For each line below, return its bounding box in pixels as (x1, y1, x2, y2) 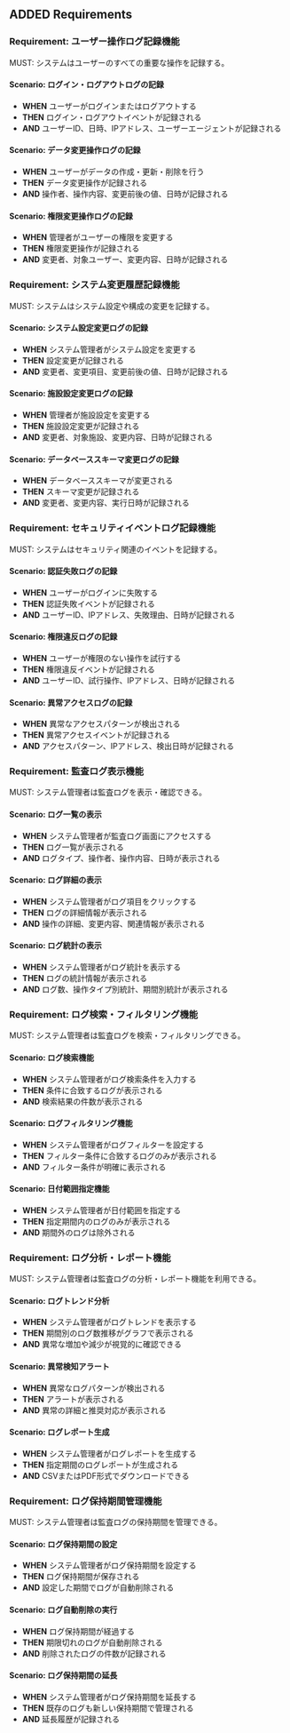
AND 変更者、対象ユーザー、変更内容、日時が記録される (21, 254, 229, 265)
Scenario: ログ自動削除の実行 (9, 1604, 118, 1615)
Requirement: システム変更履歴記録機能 (9, 279, 180, 291)
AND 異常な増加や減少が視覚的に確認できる (21, 1339, 182, 1350)
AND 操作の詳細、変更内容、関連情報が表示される (21, 918, 206, 929)
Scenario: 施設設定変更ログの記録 (9, 388, 133, 399)
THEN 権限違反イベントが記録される (21, 664, 155, 675)
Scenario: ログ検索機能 (9, 1052, 95, 1063)
